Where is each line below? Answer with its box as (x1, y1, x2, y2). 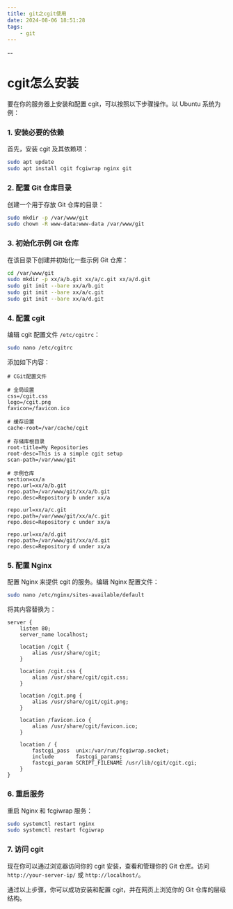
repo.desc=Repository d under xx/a (7, 543, 111, 550)
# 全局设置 (7, 386, 35, 394)
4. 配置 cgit (7, 313, 45, 323)
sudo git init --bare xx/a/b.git (7, 283, 104, 290)
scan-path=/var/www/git (7, 456, 77, 464)
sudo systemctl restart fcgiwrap (7, 827, 104, 834)
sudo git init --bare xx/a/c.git (7, 289, 104, 296)
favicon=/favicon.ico (7, 405, 70, 412)
